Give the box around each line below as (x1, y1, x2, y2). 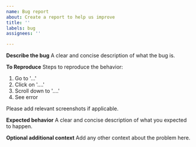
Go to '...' (14, 75, 37, 82)
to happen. (6, 123, 33, 130)
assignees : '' (6, 31, 41, 37)
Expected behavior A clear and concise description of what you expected (6, 116, 187, 124)
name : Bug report (6, 8, 49, 15)
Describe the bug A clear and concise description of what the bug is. (6, 52, 175, 59)
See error (14, 94, 38, 101)
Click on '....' (14, 81, 45, 89)
